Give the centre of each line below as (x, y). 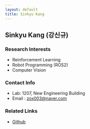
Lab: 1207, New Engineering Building (48, 93)
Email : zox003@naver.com (39, 98)
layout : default (21, 9)
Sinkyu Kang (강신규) (37, 35)
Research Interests (28, 49)
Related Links (21, 111)
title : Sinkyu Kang (25, 14)
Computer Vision (29, 70)
